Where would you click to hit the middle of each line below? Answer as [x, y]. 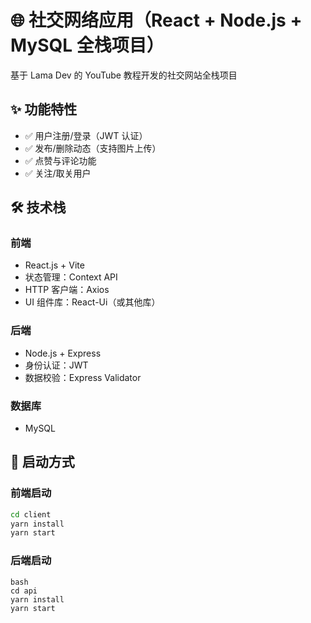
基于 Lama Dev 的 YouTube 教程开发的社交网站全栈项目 [124, 75]
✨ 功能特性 [44, 109]
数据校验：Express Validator [83, 377]
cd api [24, 591]
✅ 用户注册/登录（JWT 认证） [86, 135]
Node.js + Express [63, 353]
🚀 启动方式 [42, 462]
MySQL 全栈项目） [87, 45]
